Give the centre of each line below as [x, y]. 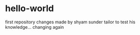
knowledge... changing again [35, 27]
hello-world [30, 9]
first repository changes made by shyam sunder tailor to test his [70, 22]
